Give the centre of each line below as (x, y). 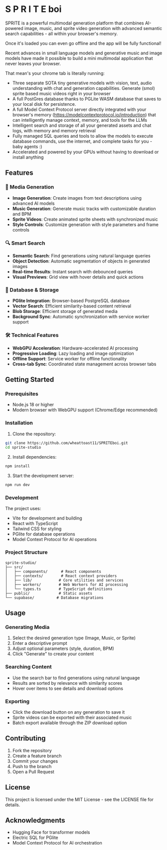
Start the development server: (43, 476)
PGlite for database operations (44, 534)
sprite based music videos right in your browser (61, 93)
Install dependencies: (34, 457)
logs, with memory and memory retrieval (54, 130)
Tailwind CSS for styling (37, 529)
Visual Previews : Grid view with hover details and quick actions (78, 277)
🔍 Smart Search (25, 243)
